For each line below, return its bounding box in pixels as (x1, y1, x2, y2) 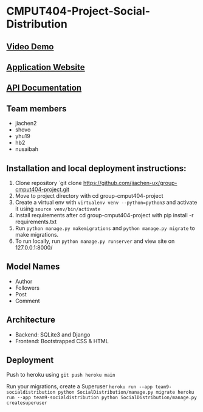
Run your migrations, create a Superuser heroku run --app (6, 383, 153, 390)
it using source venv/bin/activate (15, 205, 101, 212)
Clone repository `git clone (15, 179, 82, 186)
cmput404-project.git (15, 186, 70, 193)
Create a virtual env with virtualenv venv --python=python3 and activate (15, 198, 198, 206)
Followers (15, 284, 40, 292)
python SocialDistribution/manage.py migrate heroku (58, 389, 194, 396)
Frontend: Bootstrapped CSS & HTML (15, 337, 109, 344)
